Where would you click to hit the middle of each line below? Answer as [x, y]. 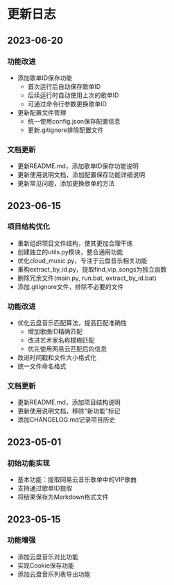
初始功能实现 [29, 463]
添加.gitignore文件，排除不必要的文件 [70, 286]
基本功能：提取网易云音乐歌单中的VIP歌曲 [77, 479]
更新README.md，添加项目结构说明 [69, 402]
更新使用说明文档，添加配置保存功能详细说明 [81, 175]
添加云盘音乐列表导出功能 [54, 574]
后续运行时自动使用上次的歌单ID [73, 95]
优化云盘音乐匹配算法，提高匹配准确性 [72, 323]
